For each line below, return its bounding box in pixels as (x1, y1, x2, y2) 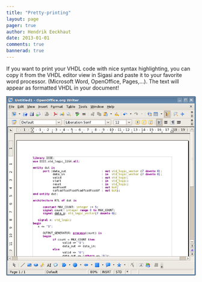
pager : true (6, 22, 36, 28)
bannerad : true (6, 48, 44, 54)
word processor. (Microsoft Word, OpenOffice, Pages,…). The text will (6, 78, 179, 85)
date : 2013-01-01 (6, 35, 50, 41)
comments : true (6, 41, 44, 48)
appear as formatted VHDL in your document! (6, 84, 119, 91)
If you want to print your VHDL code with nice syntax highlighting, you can (6, 65, 191, 72)
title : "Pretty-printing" (6, 10, 71, 16)
